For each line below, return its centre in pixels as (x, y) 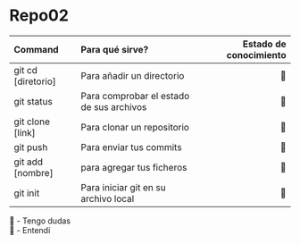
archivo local (108, 198)
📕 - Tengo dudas (40, 221)
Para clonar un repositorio (135, 127)
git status (33, 101)
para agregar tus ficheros (134, 167)
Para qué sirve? (115, 49)
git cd (26, 70)
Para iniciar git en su (124, 187)
